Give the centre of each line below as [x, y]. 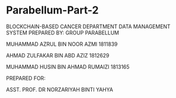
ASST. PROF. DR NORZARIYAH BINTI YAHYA [60, 89]
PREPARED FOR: [26, 78]
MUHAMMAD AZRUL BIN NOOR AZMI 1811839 [62, 44]
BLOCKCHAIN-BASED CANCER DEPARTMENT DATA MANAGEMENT [88, 26]
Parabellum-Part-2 [52, 10]
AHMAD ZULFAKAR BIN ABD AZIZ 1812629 [58, 55]
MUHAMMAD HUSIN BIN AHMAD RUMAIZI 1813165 [68, 67]
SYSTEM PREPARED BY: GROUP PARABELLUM [63, 32]
